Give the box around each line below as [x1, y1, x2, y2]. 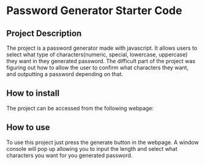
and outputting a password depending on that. [6, 71, 124, 77]
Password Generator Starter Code [6, 4, 182, 18]
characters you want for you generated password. [6, 152, 133, 159]
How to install [6, 88, 60, 99]
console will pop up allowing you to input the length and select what [6, 145, 177, 152]
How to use [6, 122, 50, 132]
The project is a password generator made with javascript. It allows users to [6, 44, 198, 52]
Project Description [6, 28, 82, 39]
